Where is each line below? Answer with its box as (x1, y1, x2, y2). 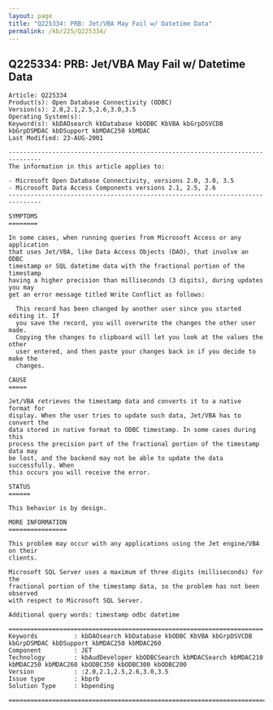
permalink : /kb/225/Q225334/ (8, 27, 107, 35)
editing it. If (8, 312, 60, 320)
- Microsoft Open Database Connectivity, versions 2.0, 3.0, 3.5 (8, 176, 234, 185)
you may (8, 284, 35, 292)
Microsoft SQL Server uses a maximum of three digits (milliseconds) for (8, 568, 264, 577)
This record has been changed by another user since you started (15, 305, 242, 313)
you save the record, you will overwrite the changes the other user (15, 319, 256, 328)
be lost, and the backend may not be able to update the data (8, 455, 223, 463)
